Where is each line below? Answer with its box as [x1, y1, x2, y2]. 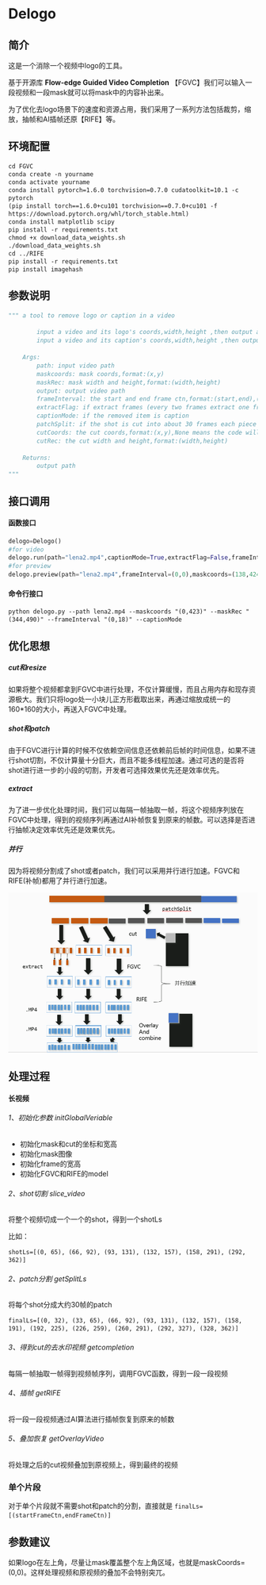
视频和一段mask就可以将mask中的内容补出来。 [14, 88, 169, 97]
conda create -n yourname [8, 170, 93, 178]
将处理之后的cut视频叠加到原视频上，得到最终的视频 [8, 1460, 178, 1470]
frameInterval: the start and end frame [36, 395, 172, 403]
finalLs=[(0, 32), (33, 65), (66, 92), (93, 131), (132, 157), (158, [8, 1317, 243, 1325]
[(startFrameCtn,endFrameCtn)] [8, 1512, 112, 1520]
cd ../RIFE [8, 249, 44, 258]
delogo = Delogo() [8, 537, 62, 545]
